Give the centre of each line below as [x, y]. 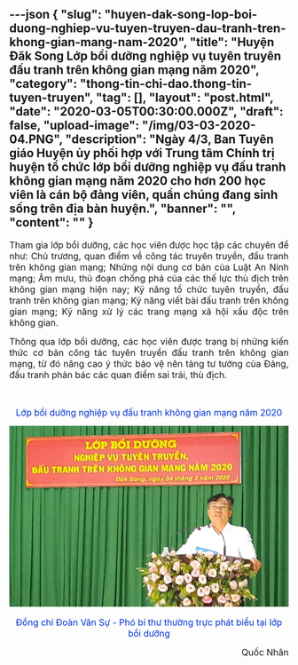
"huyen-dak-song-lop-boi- [181, 15]
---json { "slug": [55, 15]
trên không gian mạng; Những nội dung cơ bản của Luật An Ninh [149, 267]
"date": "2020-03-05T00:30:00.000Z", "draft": [146, 111]
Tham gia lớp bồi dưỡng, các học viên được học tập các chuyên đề [149, 245]
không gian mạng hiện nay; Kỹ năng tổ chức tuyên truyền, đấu [149, 289]
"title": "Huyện [232, 42]
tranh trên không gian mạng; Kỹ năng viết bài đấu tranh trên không [149, 300]
